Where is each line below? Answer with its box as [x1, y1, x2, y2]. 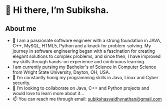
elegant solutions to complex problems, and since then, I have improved [12, 53, 161, 59]
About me [5, 24, 36, 33]
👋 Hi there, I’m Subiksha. [5, 4, 109, 16]
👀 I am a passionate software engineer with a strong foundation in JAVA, [12, 37, 161, 43]
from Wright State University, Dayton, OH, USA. [12, 69, 110, 75]
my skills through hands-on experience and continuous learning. [12, 59, 145, 64]
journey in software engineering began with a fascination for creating [12, 48, 155, 54]
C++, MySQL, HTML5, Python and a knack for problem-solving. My [12, 43, 151, 49]
